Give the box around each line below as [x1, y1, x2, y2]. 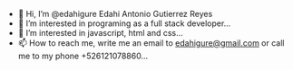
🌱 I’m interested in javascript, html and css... [17, 28, 183, 38]
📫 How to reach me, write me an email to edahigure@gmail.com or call [17, 38, 285, 48]
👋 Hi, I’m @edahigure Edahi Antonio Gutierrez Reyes [17, 9, 213, 19]
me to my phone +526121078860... [17, 50, 148, 61]
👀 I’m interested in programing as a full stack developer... [17, 18, 231, 29]
